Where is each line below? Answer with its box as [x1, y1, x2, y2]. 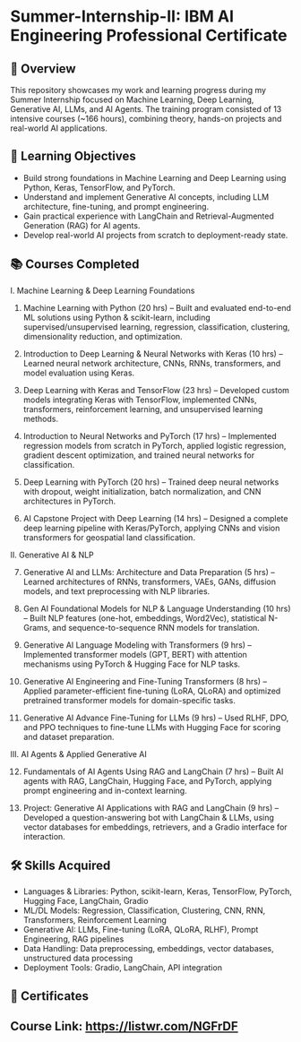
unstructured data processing [22, 952, 133, 964]
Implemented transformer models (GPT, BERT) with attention [22, 649, 247, 659]
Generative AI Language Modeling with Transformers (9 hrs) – [22, 639, 252, 650]
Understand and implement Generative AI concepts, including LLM [22, 191, 270, 202]
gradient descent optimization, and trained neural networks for [22, 450, 254, 461]
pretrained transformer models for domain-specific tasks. [22, 694, 236, 705]
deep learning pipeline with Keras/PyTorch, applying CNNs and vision [22, 522, 280, 533]
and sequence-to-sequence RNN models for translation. [51, 622, 261, 633]
